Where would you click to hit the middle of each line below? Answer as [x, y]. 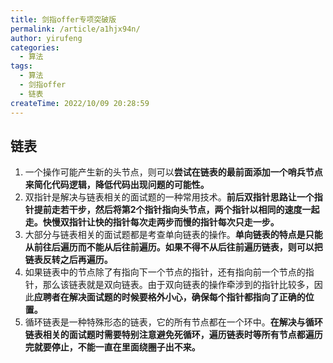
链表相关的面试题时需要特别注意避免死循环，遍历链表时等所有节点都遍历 [173, 335]
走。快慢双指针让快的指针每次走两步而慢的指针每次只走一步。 [152, 222]
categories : [35, 47]
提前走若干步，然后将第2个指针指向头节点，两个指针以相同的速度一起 [176, 210]
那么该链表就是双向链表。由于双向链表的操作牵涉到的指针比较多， [178, 285]
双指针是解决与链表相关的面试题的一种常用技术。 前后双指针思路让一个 [169, 197]
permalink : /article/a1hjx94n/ [75, 29]
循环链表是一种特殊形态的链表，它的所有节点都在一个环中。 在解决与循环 [173, 322]
